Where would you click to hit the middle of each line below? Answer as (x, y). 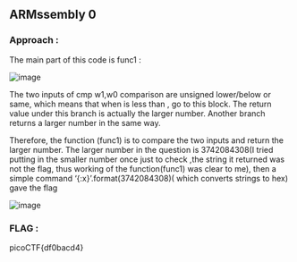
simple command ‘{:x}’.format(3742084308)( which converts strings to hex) (149, 178)
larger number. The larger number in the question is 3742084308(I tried (141, 149)
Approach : (34, 40)
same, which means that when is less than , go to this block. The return (140, 104)
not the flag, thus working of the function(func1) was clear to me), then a (143, 168)
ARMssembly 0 (53, 15)
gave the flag (34, 188)
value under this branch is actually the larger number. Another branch (137, 113)
